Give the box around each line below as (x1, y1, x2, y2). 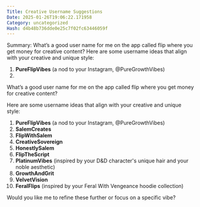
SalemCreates (15, 126, 52, 133)
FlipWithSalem (15, 132, 53, 139)
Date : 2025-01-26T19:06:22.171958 (7, 14, 93, 20)
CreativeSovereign (15, 138, 63, 146)
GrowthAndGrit (15, 170, 55, 177)
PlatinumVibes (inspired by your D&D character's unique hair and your (15, 157, 189, 164)
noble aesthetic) (15, 164, 55, 171)
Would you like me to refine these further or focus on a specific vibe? (7, 194, 176, 201)
